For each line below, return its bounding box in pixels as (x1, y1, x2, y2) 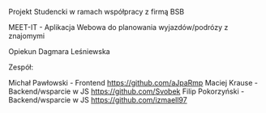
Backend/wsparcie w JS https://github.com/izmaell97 (8, 95, 188, 104)
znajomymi (8, 31, 45, 40)
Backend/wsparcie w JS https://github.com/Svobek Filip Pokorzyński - (8, 86, 245, 96)
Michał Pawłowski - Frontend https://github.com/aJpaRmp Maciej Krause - (8, 78, 258, 87)
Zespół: (8, 62, 34, 72)
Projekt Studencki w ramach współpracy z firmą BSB (8, 7, 185, 16)
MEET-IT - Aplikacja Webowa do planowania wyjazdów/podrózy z (8, 23, 229, 31)
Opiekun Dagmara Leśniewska (8, 47, 111, 56)
